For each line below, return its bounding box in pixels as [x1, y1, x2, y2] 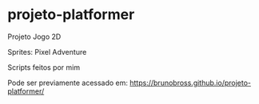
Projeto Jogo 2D [7, 32, 62, 41]
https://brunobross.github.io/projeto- [129, 78, 252, 87]
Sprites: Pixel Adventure [7, 47, 87, 56]
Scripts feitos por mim [7, 62, 81, 72]
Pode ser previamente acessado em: [7, 78, 129, 87]
